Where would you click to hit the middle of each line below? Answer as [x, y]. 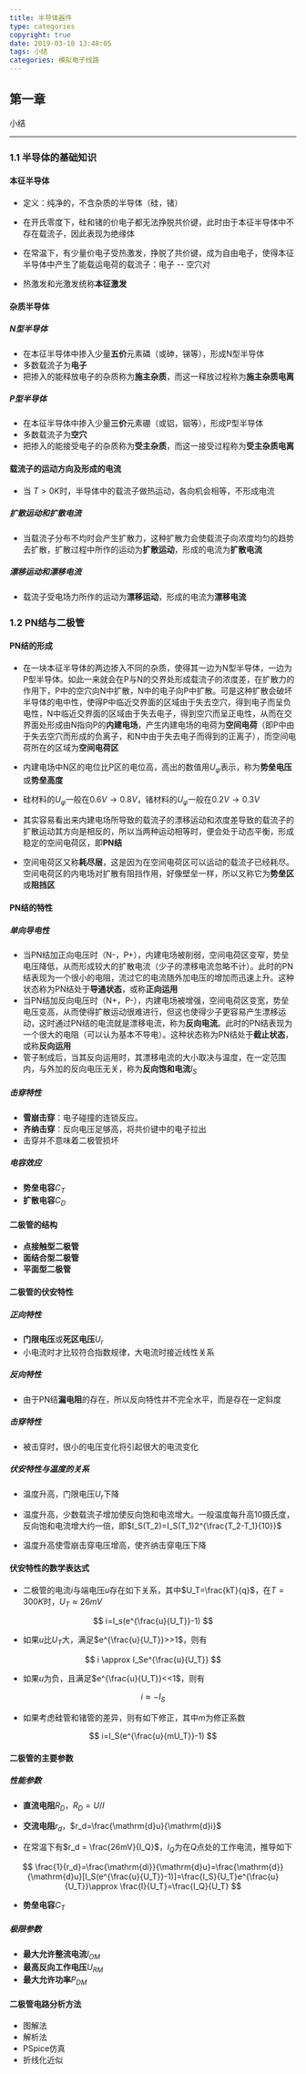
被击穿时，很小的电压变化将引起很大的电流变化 [110, 1446]
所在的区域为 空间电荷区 [75, 747]
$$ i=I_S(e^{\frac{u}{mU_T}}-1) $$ [153, 1736]
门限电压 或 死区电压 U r [63, 1340]
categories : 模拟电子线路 [55, 60]
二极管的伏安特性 [41, 1292]
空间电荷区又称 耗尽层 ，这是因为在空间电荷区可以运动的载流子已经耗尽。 [158, 863]
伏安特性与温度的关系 [49, 1469]
